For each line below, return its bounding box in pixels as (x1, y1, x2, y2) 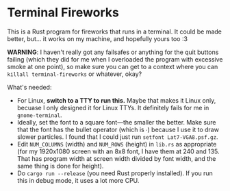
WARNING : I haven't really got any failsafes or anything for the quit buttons (7, 48, 219, 56)
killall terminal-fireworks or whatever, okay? (7, 70, 142, 78)
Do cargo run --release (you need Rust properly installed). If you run (16, 169, 214, 177)
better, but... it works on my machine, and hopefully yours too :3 (7, 34, 188, 42)
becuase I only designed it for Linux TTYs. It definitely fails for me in (16, 103, 209, 112)
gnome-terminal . (16, 111, 63, 119)
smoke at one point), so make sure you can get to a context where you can (7, 62, 218, 71)
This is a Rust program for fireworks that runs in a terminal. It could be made (7, 27, 222, 36)
